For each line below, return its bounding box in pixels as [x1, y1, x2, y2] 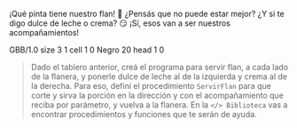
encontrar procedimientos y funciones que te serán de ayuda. [30, 109, 257, 119]
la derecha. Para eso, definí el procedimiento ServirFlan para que [30, 81, 272, 91]
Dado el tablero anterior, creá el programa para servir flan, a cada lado [30, 62, 289, 72]
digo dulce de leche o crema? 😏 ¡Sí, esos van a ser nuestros [9, 18, 231, 28]
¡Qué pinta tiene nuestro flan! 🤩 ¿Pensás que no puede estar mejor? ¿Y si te [9, 9, 285, 19]
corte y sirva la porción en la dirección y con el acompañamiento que [30, 90, 284, 100]
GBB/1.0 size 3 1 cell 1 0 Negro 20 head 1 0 [9, 44, 165, 55]
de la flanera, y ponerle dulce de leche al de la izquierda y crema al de [30, 71, 288, 82]
